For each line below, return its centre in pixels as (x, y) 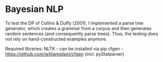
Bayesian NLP (34, 9)
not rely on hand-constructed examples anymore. (56, 39)
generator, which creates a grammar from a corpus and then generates (78, 28)
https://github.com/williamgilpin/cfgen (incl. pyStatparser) (65, 54)
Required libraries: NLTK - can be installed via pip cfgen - (64, 48)
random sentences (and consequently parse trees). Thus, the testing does (82, 33)
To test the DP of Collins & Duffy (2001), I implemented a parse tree (74, 23)
